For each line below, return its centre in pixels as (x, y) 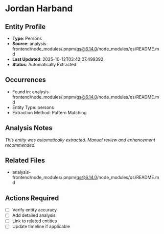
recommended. (20, 145)
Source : (20, 44)
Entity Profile (25, 27)
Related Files (25, 161)
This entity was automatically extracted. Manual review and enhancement (80, 140)
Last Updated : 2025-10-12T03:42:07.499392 (58, 59)
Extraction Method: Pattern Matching (49, 112)
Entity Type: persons (33, 107)
